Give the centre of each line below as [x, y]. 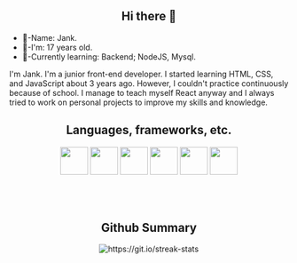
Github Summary [149, 228]
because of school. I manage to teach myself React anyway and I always [142, 92]
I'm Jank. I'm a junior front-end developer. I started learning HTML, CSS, [141, 74]
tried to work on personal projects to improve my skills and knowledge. [139, 102]
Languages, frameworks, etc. [149, 130]
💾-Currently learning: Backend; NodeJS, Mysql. [109, 56]
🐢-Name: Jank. [50, 37]
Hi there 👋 [149, 16]
